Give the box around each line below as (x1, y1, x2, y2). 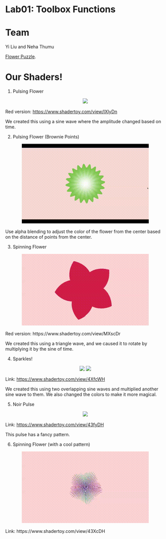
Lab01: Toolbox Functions (5, 4, 116, 15)
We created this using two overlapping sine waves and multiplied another (5, 386, 159, 392)
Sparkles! (12, 356, 33, 362)
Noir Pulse (12, 401, 35, 408)
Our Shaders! (5, 71, 62, 83)
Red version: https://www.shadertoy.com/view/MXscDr (5, 331, 121, 337)
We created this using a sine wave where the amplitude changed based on (5, 119, 161, 125)
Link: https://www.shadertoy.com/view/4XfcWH (5, 376, 105, 382)
